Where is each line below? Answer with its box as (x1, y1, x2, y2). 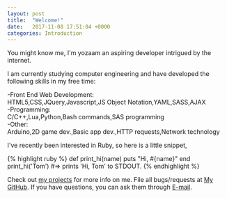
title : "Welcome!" (7, 17, 64, 24)
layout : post (7, 10, 45, 17)
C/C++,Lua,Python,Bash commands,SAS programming (7, 113, 165, 121)
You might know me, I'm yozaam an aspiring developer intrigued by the (7, 49, 212, 57)
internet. (7, 56, 31, 65)
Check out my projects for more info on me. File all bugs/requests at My (7, 176, 214, 184)
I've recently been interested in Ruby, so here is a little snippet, (7, 141, 187, 150)
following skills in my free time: (7, 77, 96, 86)
